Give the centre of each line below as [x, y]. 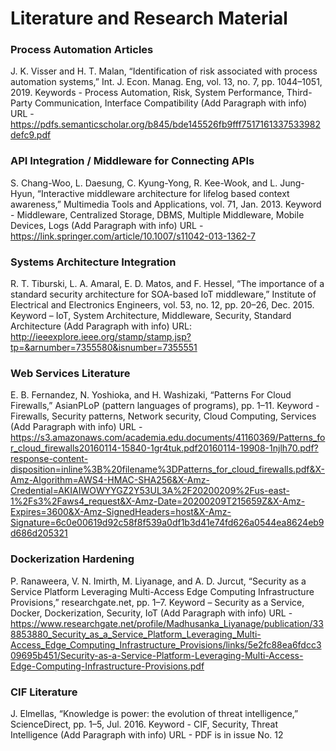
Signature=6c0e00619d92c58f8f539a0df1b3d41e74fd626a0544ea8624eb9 [167, 523]
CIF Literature [44, 692]
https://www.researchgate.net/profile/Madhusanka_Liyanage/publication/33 [167, 623]
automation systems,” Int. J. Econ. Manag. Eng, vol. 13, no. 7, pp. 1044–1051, [166, 82]
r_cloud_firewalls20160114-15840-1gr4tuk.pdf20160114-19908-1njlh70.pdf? [164, 448]
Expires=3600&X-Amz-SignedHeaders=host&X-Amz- [121, 512]
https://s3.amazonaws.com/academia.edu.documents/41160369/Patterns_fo [168, 438]
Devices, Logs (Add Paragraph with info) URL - [107, 225]
